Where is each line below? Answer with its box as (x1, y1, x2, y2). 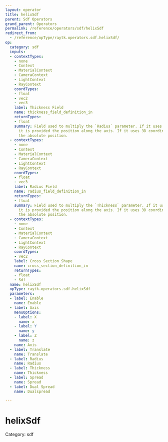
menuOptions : (14, 310, 41, 315)
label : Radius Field (14, 184, 57, 189)
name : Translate (14, 351, 48, 357)
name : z (18, 338, 35, 343)
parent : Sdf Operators (5, 17, 52, 22)
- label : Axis (9, 305, 39, 310)
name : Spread (14, 379, 41, 384)
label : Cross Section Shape (14, 259, 72, 264)
